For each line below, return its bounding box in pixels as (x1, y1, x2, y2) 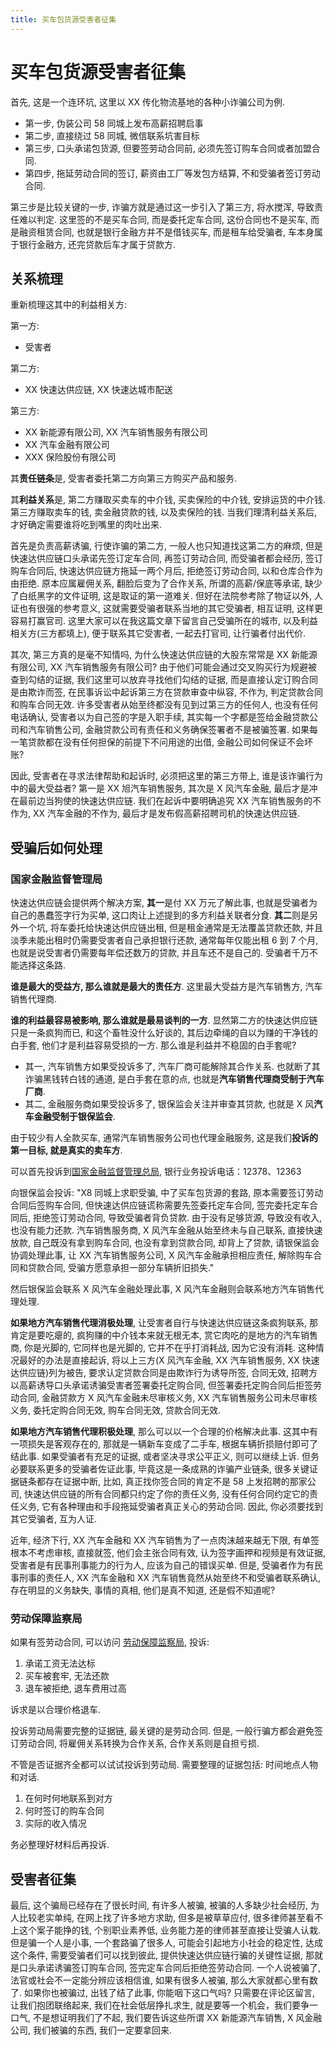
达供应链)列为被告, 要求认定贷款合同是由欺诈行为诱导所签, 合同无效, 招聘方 (10, 1367, 318, 1379)
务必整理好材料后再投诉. (10, 1839, 110, 1851)
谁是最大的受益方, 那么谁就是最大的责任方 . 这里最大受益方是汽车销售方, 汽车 (10, 981, 323, 993)
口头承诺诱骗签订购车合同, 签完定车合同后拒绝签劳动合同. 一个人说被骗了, (18, 1962, 321, 1974)
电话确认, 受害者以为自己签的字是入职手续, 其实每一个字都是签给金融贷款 (10, 711, 310, 723)
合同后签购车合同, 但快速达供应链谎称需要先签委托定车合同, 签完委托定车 (10, 1199, 310, 1211)
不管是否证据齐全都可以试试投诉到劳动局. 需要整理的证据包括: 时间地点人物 (10, 1759, 318, 1771)
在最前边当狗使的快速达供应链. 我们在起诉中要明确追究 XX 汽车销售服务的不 (10, 795, 322, 807)
